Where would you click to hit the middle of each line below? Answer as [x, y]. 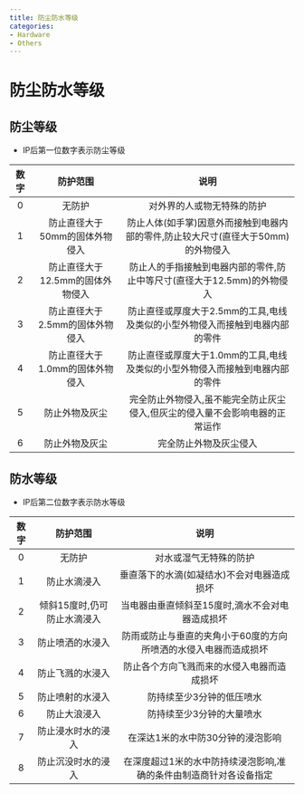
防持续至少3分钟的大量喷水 [204, 714]
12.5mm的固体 [71, 281]
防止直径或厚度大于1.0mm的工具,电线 [208, 356]
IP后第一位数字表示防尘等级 [74, 150]
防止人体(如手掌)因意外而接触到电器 [203, 223]
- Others [26, 43]
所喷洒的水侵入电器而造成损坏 [205, 650]
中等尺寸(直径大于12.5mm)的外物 [208, 281]
